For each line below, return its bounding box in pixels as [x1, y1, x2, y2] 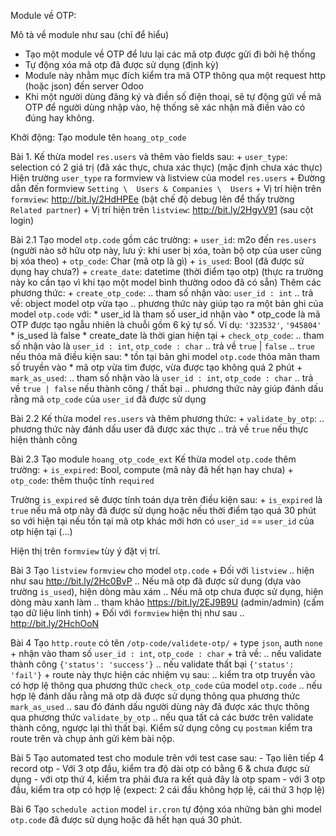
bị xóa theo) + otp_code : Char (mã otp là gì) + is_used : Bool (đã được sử [10, 255, 305, 267]
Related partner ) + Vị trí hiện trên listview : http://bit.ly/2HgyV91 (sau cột [10, 204, 314, 215]
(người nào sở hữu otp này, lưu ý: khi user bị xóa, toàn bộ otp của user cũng [10, 245, 322, 256]
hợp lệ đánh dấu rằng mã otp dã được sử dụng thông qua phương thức [10, 690, 301, 702]
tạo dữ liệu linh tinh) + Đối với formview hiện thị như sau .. [10, 607, 245, 619]
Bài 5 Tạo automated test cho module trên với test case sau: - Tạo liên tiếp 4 [10, 752, 325, 764]
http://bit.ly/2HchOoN [10, 618, 100, 629]
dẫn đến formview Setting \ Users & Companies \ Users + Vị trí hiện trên [10, 183, 322, 194]
